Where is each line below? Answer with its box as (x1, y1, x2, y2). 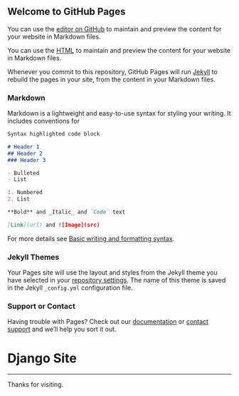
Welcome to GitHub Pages (7, 6, 126, 18)
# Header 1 (7, 143, 40, 151)
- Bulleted (7, 169, 40, 177)
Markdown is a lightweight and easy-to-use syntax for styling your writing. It (7, 109, 231, 118)
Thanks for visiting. (7, 380, 64, 389)
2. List (7, 196, 31, 203)
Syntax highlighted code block (7, 131, 100, 138)
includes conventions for (7, 117, 80, 126)
